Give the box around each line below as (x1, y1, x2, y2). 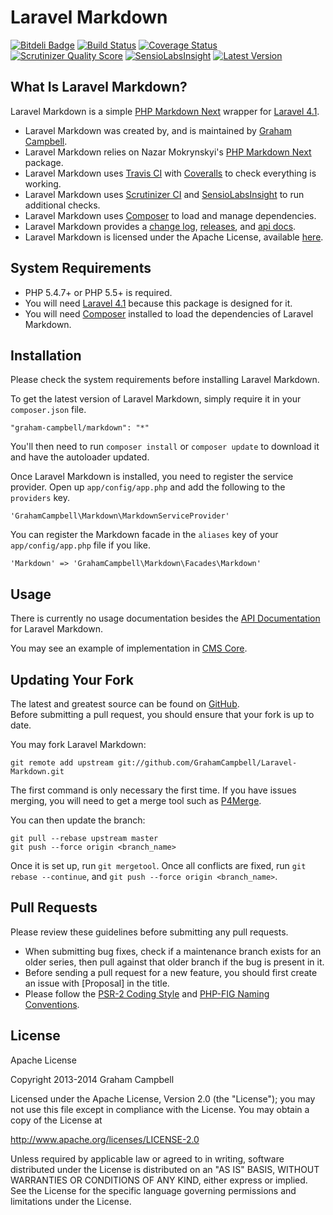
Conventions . (24, 998, 80, 1010)
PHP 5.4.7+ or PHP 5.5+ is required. (24, 286, 173, 298)
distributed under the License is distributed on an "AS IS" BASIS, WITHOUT (10, 1163, 320, 1175)
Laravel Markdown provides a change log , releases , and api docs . (24, 220, 297, 232)
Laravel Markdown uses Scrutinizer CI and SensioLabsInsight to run (24, 188, 305, 200)
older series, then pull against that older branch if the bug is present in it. (24, 956, 325, 968)
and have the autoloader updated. (10, 451, 150, 463)
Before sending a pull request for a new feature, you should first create (24, 966, 318, 978)
